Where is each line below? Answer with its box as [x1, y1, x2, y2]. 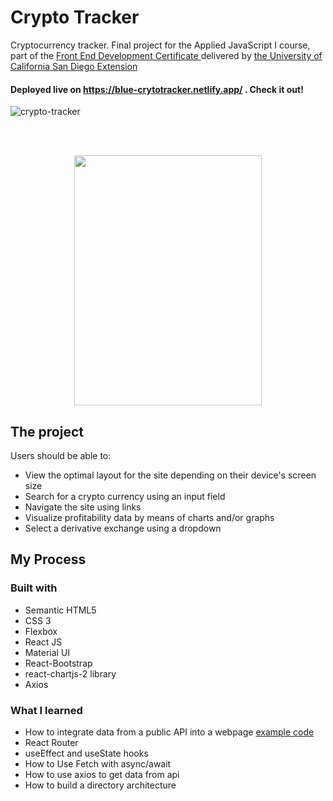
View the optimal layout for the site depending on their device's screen [24, 469, 317, 481]
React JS [24, 636, 63, 648]
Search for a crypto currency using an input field [24, 490, 226, 502]
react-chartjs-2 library [24, 667, 117, 680]
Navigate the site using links [24, 501, 142, 513]
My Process [10, 551, 87, 568]
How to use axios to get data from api [24, 768, 180, 780]
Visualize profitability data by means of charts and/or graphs [24, 511, 275, 523]
